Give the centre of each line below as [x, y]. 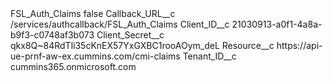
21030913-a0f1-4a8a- [277, 24]
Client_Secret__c [130, 35]
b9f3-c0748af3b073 [52, 35]
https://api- [299, 45]
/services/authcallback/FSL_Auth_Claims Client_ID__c [120, 24]
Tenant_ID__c [209, 56]
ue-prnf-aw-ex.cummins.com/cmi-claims [95, 56]
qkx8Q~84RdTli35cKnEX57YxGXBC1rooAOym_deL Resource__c [142, 45]
